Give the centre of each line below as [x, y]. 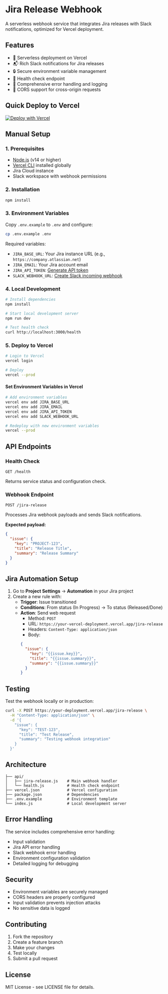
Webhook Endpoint [30, 494]
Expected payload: [26, 525]
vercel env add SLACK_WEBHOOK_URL [42, 416]
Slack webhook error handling [44, 852]
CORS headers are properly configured [54, 897]
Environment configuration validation [51, 858]
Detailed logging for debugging [45, 863]
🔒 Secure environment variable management [59, 71]
